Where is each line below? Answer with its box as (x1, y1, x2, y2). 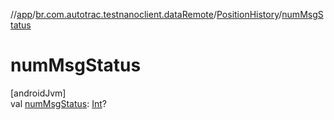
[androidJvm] (10, 87, 67, 99)
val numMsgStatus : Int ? (10, 97, 107, 109)
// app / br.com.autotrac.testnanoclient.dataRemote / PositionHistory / (10, 9, 283, 20)
